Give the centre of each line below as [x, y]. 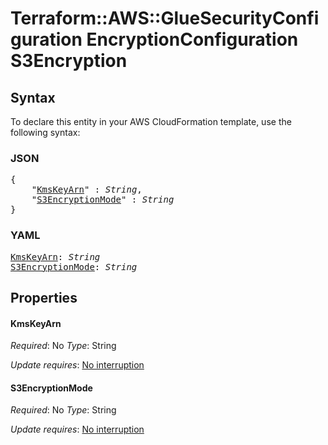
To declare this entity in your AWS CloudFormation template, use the [151, 121]
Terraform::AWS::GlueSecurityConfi [165, 18]
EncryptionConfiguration [192, 39]
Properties [44, 297]
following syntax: [45, 132]
